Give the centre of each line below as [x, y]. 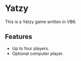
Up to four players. [31, 48]
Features [19, 37]
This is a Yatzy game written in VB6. [41, 22]
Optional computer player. [38, 53]
